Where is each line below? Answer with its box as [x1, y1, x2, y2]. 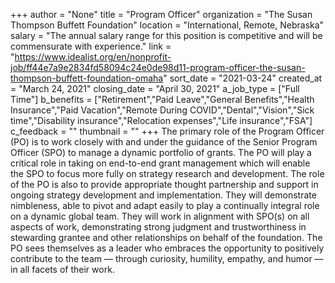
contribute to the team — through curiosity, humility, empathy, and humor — [10, 253, 324, 264]
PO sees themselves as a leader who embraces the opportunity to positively [10, 242, 325, 254]
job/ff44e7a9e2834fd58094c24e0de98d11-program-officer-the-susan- [10, 62, 306, 73]
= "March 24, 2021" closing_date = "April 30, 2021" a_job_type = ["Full [10, 83, 300, 94]
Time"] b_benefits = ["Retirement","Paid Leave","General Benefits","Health [10, 94, 315, 105]
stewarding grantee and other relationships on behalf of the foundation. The [10, 232, 323, 243]
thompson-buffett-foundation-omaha [10, 72, 164, 84]
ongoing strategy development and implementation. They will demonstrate [10, 189, 317, 201]
